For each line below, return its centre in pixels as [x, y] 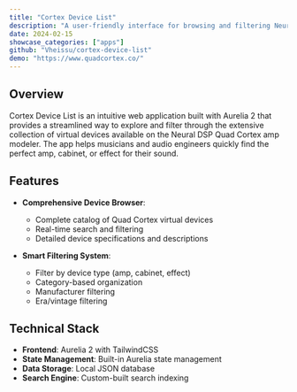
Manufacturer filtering [75, 291]
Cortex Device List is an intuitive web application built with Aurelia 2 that [141, 115]
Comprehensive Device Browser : [84, 202]
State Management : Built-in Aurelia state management [122, 359]
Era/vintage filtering [71, 301]
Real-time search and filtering [89, 229]
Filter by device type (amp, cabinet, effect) [113, 273]
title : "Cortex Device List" [63, 17]
